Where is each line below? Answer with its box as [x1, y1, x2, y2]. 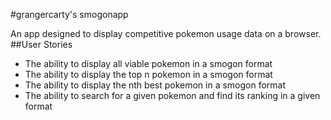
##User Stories [10, 39, 73, 50]
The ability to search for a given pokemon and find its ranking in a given [24, 90, 321, 101]
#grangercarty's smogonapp [10, 9, 129, 20]
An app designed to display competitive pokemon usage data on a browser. [10, 28, 322, 39]
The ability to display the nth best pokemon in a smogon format [24, 79, 287, 91]
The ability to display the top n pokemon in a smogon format [24, 69, 273, 80]
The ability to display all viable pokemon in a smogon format [24, 58, 273, 69]
